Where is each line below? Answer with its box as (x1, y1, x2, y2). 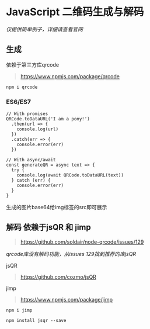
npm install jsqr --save (6, 317, 67, 323)
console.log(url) (16, 126, 59, 132)
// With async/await (6, 157, 57, 163)
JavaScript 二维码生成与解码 (6, 5, 144, 19)
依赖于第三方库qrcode (6, 61, 60, 68)
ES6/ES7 (6, 98, 31, 106)
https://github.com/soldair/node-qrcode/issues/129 (20, 238, 144, 245)
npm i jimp (6, 307, 33, 313)
